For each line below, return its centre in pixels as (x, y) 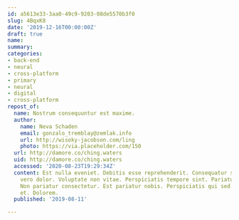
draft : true (25, 34)
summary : (20, 47)
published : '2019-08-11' (51, 199)
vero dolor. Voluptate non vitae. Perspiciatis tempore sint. (114, 179)
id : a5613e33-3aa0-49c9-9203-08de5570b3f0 (71, 14)
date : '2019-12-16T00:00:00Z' (52, 27)
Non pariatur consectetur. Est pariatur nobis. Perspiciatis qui (119, 186)
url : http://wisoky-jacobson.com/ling (78, 140)
